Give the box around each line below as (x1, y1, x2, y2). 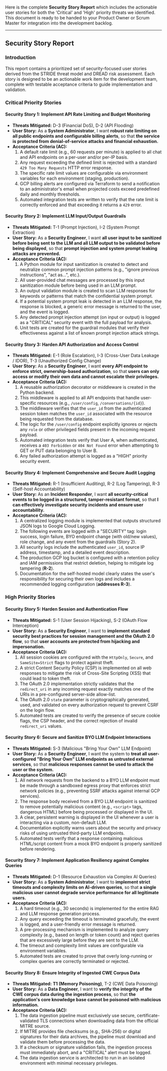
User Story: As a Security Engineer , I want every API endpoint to (12, 363, 148, 369)
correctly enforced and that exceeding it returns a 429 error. (19, 202, 142, 208)
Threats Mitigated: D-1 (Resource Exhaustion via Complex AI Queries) (12, 873, 157, 879)
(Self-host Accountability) (12, 486, 66, 492)
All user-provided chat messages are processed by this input (19, 277, 145, 283)
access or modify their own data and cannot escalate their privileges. (12, 373, 159, 380)
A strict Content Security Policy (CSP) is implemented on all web (19, 665, 152, 671)
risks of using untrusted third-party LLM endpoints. (19, 830, 125, 836)
